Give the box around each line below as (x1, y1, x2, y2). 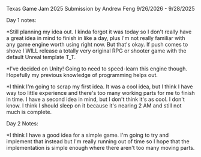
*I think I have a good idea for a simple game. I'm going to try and (6, 131, 169, 138)
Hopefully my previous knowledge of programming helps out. (6, 72, 158, 78)
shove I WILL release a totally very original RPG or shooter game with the (6, 47, 187, 54)
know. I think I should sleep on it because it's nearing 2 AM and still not (6, 102, 182, 109)
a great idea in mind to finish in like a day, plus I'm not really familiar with (6, 35, 185, 41)
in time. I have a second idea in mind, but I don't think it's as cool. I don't (6, 96, 185, 103)
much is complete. (6, 109, 52, 115)
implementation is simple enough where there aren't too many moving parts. (6, 144, 195, 151)
